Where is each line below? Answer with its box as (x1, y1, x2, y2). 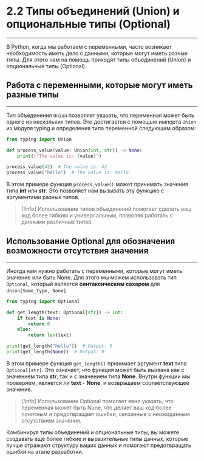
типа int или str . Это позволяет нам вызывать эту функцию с (6, 187, 165, 194)
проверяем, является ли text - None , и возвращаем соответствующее (6, 379, 189, 386)
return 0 (28, 321, 50, 327)
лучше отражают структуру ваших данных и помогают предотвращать (6, 442, 192, 449)
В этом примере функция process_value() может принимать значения (6, 181, 188, 188)
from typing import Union (6, 136, 72, 143)
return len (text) (28, 332, 72, 339)
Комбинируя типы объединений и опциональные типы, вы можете (6, 428, 180, 436)
